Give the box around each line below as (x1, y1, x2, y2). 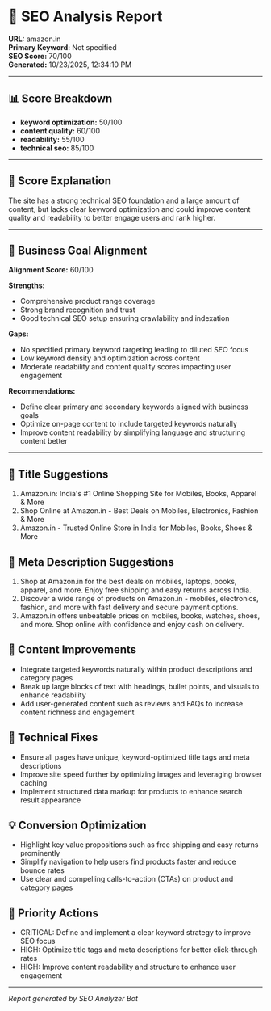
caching (19, 777, 48, 787)
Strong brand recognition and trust (19, 305, 135, 314)
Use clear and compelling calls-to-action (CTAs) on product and (19, 874, 234, 884)
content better (19, 436, 69, 446)
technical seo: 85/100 (19, 143, 94, 153)
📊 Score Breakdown (8, 92, 113, 106)
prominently (19, 849, 60, 858)
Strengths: (8, 280, 45, 290)
